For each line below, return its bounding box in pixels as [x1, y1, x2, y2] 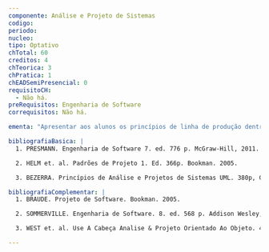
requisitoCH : [8, 86, 52, 94]
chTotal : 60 [8, 49, 48, 57]
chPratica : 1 [8, 71, 52, 79]
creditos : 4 [8, 57, 48, 65]
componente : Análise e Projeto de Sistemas [8, 11, 156, 20]
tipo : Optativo [8, 42, 59, 50]
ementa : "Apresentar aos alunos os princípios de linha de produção [8, 123, 242, 131]
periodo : [8, 26, 38, 34]
